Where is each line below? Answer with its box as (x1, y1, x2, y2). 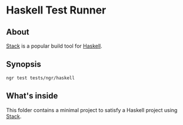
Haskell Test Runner (6, 4, 107, 17)
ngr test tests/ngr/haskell (6, 75, 75, 81)
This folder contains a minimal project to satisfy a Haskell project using (6, 106, 178, 113)
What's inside (6, 91, 58, 101)
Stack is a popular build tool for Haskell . (6, 42, 103, 49)
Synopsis (6, 59, 41, 69)
